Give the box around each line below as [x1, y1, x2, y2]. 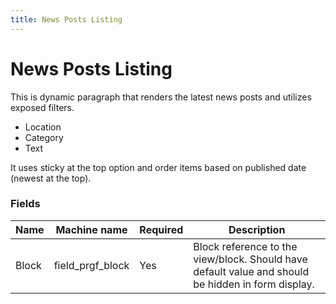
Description [228, 222, 286, 236]
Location [24, 121, 62, 133]
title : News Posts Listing [10, 14, 123, 25]
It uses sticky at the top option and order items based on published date [10, 161, 307, 173]
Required [139, 222, 184, 236]
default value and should [193, 264, 310, 278]
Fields [10, 197, 41, 211]
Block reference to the [193, 239, 298, 253]
